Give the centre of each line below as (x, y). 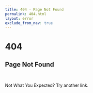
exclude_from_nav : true (29, 23)
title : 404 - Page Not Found (34, 9)
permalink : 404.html (26, 14)
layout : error (19, 18)
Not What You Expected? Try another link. (47, 85)
